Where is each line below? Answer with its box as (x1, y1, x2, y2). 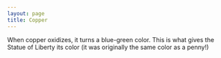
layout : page (7, 10, 45, 17)
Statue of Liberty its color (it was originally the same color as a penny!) (7, 43, 209, 51)
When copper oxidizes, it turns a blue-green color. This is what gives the (7, 35, 215, 43)
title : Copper (7, 17, 48, 23)
